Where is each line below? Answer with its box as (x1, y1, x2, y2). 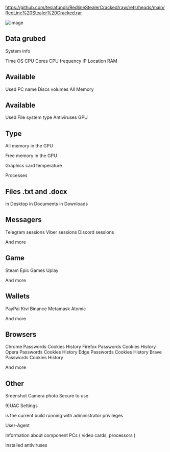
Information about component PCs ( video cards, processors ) (5, 432, 136, 438)
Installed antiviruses (5, 442, 47, 448)
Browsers (5, 330, 37, 339)
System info (5, 48, 31, 54)
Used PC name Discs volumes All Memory (5, 86, 94, 92)
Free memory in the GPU (5, 153, 57, 159)
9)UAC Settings (5, 403, 38, 409)
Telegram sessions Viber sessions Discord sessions (5, 229, 114, 235)
